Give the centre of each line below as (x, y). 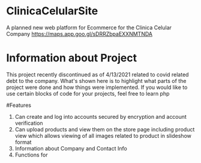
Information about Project (71, 58)
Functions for (31, 155)
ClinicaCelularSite (52, 11)
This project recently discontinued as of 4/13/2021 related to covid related (97, 74)
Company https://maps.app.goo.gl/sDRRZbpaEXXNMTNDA (79, 33)
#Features (19, 105)
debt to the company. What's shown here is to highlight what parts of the (96, 81)
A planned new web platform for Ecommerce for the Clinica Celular (89, 27)
